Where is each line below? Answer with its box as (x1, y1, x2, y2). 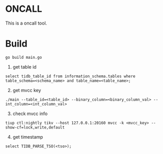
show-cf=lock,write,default (5, 125, 65, 130)
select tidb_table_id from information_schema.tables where (5, 74, 136, 79)
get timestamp (12, 134, 43, 140)
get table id (12, 63, 37, 70)
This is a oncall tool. (5, 20, 47, 26)
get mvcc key (12, 87, 41, 93)
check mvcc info (12, 111, 48, 117)
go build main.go (5, 55, 42, 60)
